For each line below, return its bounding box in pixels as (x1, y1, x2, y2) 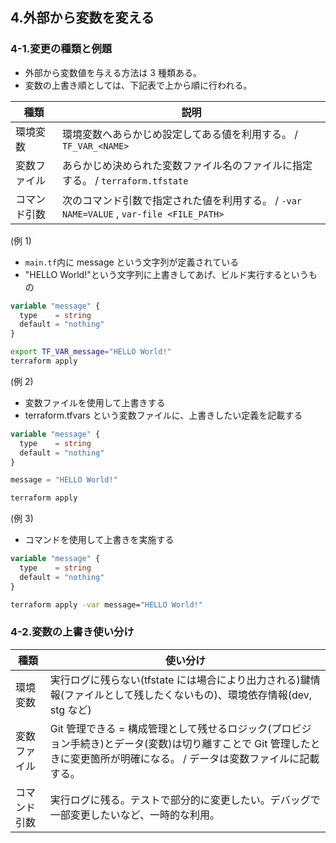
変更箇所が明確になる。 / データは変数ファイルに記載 (69, 751, 320, 765)
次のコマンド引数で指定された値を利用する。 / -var (61, 193, 303, 207)
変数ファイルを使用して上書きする (24, 396, 166, 408)
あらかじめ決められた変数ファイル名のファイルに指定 (61, 158, 313, 172)
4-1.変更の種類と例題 (10, 42, 113, 56)
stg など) (49, 703, 92, 717)
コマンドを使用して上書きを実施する (24, 534, 175, 546)
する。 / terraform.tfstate (61, 173, 189, 187)
